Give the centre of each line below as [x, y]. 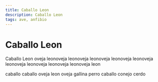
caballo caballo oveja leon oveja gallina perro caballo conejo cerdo [75, 74]
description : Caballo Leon [34, 15]
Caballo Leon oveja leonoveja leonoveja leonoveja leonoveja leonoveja [79, 59]
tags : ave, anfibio [26, 19]
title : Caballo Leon [27, 10]
